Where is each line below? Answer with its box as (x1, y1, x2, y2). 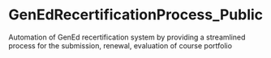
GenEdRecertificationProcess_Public (8, 6, 264, 24)
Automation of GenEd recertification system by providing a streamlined (8, 32, 246, 42)
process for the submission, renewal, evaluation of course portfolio (8, 40, 233, 50)
